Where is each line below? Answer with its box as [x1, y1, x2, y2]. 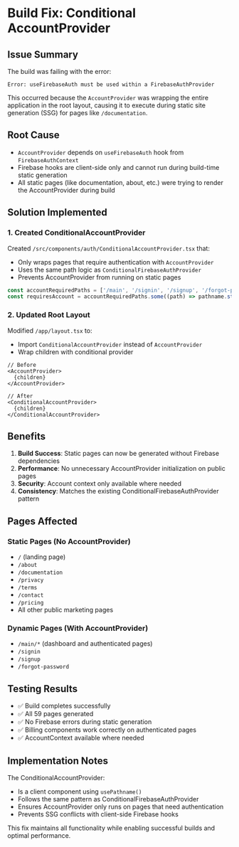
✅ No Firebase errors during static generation [17, 718, 152, 726]
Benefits [7, 430, 46, 442]
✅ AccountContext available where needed [17, 734, 144, 742]
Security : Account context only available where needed [17, 479, 182, 488]
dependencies [17, 457, 60, 465]
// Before [7, 361, 37, 368]
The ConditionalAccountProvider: [7, 773, 105, 782]
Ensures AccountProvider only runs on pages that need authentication [17, 802, 224, 811]
